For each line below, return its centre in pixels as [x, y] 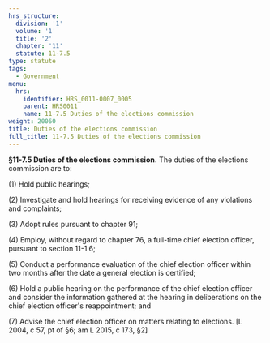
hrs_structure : [34, 16]
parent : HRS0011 [51, 106]
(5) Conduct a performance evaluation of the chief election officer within [130, 264]
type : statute [32, 62]
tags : [17, 69]
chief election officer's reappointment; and [80, 306]
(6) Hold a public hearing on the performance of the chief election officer [131, 288]
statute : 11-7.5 [43, 54]
